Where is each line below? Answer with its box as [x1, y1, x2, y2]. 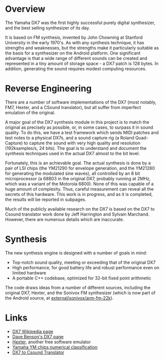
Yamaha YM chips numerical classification [12, 344, 98, 350]
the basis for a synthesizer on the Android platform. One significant [5, 50, 141, 56]
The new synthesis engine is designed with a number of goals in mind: [5, 249, 147, 256]
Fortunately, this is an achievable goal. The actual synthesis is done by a [5, 160, 151, 166]
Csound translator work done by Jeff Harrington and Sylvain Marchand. [5, 211, 150, 217]
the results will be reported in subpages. [5, 196, 87, 202]
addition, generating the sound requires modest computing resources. [5, 65, 147, 72]
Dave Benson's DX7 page [12, 333, 64, 339]
